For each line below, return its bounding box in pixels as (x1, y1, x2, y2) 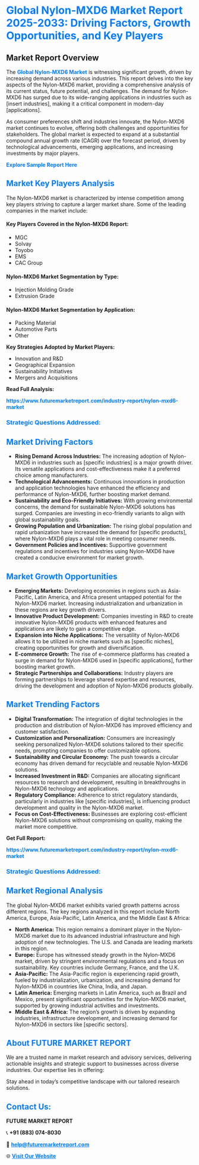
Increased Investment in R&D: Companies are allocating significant (14, 772, 181, 779)
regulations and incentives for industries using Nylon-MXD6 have (14, 548, 175, 555)
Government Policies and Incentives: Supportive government (14, 541, 168, 549)
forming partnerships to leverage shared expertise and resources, (14, 676, 176, 683)
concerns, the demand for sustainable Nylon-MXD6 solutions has (14, 503, 175, 510)
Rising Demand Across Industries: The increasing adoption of (14, 453, 168, 460)
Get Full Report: (6, 834, 46, 841)
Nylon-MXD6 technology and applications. (14, 785, 119, 792)
